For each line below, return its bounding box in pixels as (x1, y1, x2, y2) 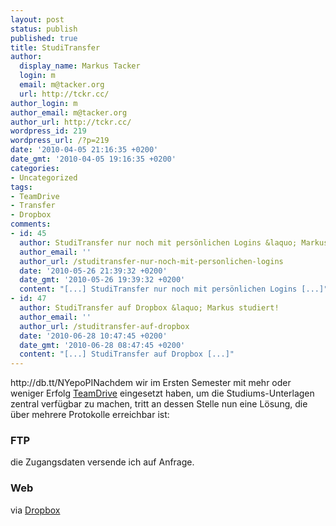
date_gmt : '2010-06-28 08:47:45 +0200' (19, 340, 186, 350)
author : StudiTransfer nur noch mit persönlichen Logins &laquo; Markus (19, 237, 329, 248)
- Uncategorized (10, 172, 78, 183)
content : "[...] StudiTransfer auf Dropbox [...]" (19, 349, 235, 360)
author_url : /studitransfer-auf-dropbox (19, 321, 190, 331)
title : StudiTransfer (10, 42, 101, 53)
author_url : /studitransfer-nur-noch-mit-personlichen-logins (19, 256, 284, 266)
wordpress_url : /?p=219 (10, 136, 110, 146)
